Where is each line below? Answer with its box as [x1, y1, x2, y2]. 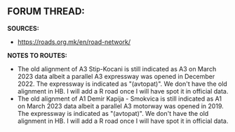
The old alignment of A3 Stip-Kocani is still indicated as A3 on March [17, 64, 217, 73]
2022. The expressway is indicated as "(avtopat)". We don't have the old [17, 80, 228, 88]
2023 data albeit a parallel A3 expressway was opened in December [17, 72, 215, 80]
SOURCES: [7, 24, 40, 32]
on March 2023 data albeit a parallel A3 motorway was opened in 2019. [17, 101, 224, 110]
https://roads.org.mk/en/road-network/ [17, 38, 131, 46]
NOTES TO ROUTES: [7, 51, 68, 59]
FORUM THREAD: [7, 6, 86, 17]
